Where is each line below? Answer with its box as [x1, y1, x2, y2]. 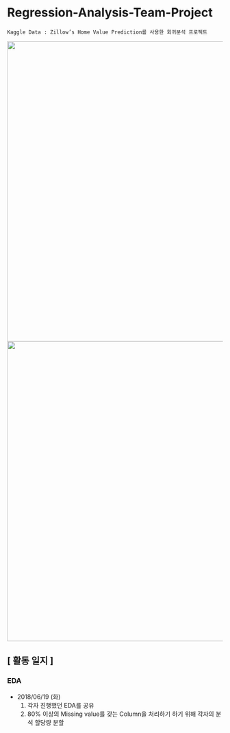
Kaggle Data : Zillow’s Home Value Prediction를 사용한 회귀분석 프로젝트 [7, 29, 207, 36]
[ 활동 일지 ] [7, 655, 54, 666]
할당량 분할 [34, 718, 64, 726]
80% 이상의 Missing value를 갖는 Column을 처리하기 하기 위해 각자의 [27, 710, 214, 718]
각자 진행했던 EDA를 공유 [27, 701, 94, 709]
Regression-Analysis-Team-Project [7, 5, 214, 21]
